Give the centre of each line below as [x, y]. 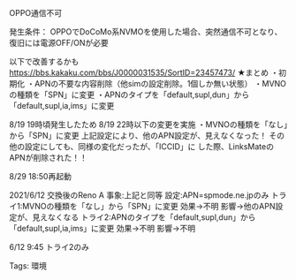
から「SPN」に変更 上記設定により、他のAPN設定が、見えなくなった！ [138, 136]
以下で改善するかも [44, 61]
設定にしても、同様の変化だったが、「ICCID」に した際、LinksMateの [149, 147]
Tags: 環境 [28, 266]
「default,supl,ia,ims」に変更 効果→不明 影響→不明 [102, 228]
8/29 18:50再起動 [41, 176]
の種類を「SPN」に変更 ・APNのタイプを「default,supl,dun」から [129, 95]
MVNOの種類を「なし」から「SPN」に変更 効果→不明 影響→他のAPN [148, 206]
